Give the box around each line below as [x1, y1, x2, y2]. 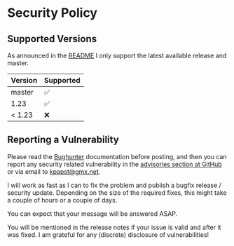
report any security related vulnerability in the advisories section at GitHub [7, 160, 222, 168]
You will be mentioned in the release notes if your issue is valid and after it [7, 223, 221, 231]
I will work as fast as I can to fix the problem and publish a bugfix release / [7, 181, 222, 189]
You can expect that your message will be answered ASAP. [7, 209, 178, 218]
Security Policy [7, 5, 98, 21]
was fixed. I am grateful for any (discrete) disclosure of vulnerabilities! [7, 230, 209, 239]
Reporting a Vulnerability [7, 134, 119, 146]
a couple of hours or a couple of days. [7, 196, 118, 204]
